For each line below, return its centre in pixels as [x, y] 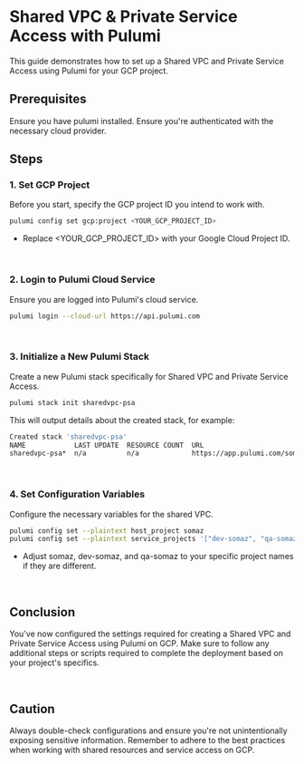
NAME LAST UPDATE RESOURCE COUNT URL [107, 445]
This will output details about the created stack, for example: [122, 420]
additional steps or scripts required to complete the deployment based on [146, 653]
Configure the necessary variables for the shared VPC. [112, 514]
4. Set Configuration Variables [77, 494]
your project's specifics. [54, 662]
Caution [33, 709]
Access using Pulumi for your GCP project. [89, 71]
